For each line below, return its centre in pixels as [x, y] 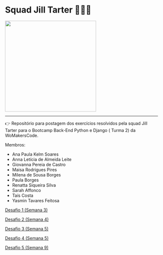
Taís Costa [23, 195]
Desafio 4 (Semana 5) [27, 238]
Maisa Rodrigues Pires [34, 170]
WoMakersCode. [22, 135]
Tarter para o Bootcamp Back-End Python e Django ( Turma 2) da [70, 130]
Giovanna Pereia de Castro [39, 164]
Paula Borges [25, 180]
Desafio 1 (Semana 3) [26, 210]
